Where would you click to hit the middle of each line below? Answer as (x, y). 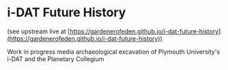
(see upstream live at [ (39, 31)
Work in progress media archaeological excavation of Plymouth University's (114, 52)
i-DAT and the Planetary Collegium (56, 58)
